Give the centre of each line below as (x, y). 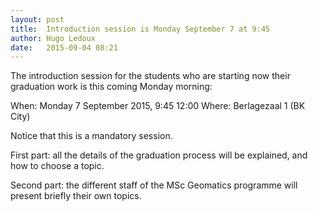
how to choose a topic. (57, 166)
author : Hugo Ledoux (53, 38)
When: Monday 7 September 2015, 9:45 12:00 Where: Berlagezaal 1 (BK (158, 106)
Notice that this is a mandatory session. (91, 136)
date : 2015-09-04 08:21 (64, 47)
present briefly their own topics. (76, 196)
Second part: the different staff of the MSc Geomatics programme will (154, 185)
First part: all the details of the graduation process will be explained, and (159, 155)
